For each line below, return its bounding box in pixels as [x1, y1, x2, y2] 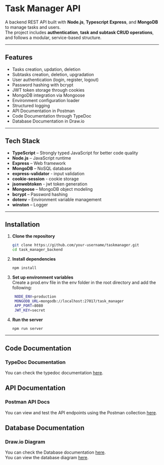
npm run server [12, 326, 43, 331]
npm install [12, 265, 37, 271]
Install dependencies [12, 256, 56, 262]
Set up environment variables [12, 274, 74, 280]
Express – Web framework [12, 160, 66, 166]
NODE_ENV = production [14, 294, 57, 299]
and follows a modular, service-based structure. [5, 35, 102, 40]
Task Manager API [5, 3, 81, 14]
